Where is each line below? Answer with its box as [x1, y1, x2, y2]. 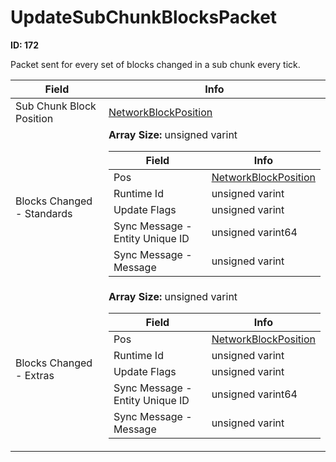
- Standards [15, 207, 73, 221]
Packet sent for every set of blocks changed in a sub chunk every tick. [10, 58, 301, 70]
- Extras [15, 369, 55, 383]
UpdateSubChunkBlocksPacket [10, 6, 278, 29]
